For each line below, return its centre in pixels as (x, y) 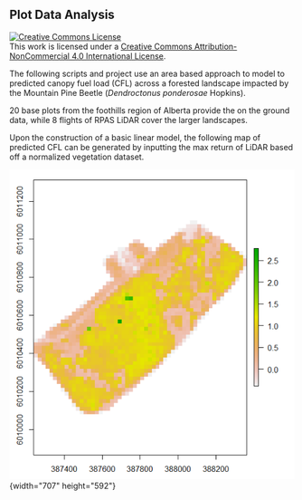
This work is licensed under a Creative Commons (101, 46)
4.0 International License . (119, 56)
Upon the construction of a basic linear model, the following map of (135, 137)
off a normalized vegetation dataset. (77, 157)
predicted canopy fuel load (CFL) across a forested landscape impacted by (149, 83)
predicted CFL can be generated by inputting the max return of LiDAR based (151, 147)
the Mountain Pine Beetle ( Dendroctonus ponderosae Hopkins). (127, 92)
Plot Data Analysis (62, 15)
